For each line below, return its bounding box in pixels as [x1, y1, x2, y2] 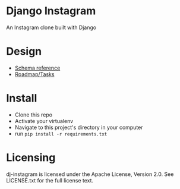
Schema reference [14, 64, 61, 71]
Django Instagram [6, 4, 96, 18]
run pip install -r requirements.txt [14, 130, 108, 137]
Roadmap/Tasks [14, 70, 55, 78]
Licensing [6, 151, 56, 164]
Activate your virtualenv [14, 117, 74, 124]
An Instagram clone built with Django [6, 24, 97, 31]
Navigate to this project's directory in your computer [14, 124, 144, 131]
